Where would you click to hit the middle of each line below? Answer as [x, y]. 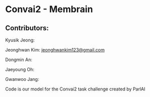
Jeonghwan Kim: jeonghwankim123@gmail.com [55, 50]
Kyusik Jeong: [20, 40]
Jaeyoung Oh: [20, 69]
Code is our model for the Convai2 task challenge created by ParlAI [75, 89]
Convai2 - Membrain [49, 9]
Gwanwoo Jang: [22, 79]
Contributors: [27, 28]
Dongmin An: [19, 60]
